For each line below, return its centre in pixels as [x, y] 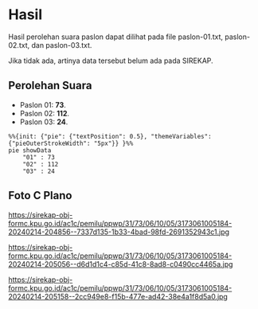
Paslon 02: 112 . [45, 113]
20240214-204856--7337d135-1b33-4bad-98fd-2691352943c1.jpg [119, 232]
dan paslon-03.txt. [62, 45]
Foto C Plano [40, 196]
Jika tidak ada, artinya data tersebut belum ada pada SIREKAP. [111, 61]
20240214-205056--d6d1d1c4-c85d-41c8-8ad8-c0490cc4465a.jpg [121, 264]
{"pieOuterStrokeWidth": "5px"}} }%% [71, 143]
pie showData [30, 150]
